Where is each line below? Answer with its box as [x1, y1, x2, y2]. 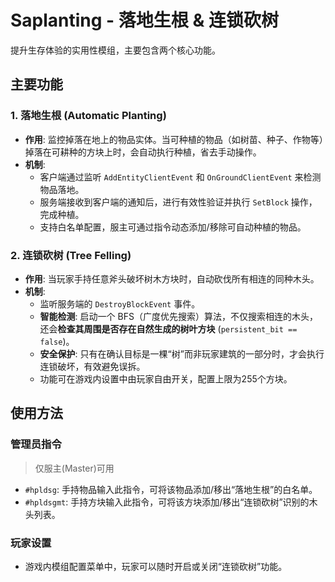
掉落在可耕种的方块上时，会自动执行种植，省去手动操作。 [24, 146, 262, 158]
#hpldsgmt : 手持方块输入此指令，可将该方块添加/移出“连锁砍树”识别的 [24, 496, 310, 508]
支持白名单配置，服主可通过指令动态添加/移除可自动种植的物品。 [39, 221, 307, 233]
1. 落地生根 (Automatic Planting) [10, 109, 167, 123]
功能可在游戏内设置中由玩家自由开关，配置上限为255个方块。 [39, 372, 293, 385]
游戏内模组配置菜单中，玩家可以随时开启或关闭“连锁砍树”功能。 [24, 560, 288, 572]
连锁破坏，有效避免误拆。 [39, 360, 146, 372]
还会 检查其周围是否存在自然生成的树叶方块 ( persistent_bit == [39, 322, 298, 335]
